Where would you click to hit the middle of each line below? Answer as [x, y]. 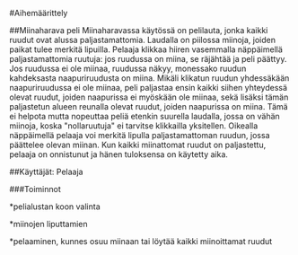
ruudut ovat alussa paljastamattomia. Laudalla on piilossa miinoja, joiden [143, 40]
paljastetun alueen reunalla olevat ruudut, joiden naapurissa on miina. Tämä [149, 106]
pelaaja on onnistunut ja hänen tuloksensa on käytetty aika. [119, 154]
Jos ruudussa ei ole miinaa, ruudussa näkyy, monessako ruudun [128, 68]
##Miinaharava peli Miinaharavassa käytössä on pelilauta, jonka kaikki [139, 30]
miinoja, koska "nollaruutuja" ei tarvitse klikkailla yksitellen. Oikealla [134, 126]
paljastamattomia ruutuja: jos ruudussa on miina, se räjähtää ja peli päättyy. [148, 59]
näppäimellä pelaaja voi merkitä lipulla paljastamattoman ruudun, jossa [140, 135]
